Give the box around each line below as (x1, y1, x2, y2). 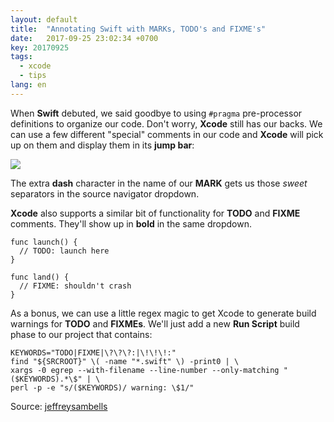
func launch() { (10, 237, 78, 247)
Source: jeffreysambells (10, 400, 108, 412)
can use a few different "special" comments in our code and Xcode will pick (10, 128, 324, 140)
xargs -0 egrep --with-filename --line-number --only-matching (10, 365, 280, 375)
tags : (10, 52, 33, 62)
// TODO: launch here (19, 246, 110, 256)
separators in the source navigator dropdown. (10, 187, 200, 200)
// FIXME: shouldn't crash (19, 281, 132, 291)
